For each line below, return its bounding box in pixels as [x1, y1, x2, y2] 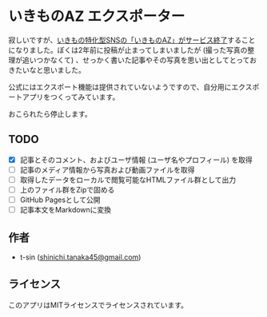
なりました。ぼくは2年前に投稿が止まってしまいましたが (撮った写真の [14, 45, 248, 54]
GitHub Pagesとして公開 [19, 195, 101, 204]
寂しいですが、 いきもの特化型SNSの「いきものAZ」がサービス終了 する [8, 35, 242, 45]
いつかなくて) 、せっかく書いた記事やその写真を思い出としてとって [29, 55, 250, 65]
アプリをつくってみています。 [22, 92, 120, 101]
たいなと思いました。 [14, 65, 86, 74]
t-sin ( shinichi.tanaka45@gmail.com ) [19, 252, 141, 262]
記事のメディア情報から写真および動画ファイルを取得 [19, 164, 195, 174]
